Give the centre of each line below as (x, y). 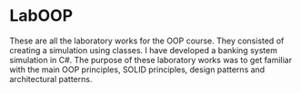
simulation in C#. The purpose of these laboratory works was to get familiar (151, 60)
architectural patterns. (51, 79)
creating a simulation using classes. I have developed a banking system (143, 50)
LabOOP (41, 16)
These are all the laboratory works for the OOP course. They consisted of (147, 41)
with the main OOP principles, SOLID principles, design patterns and (137, 70)
